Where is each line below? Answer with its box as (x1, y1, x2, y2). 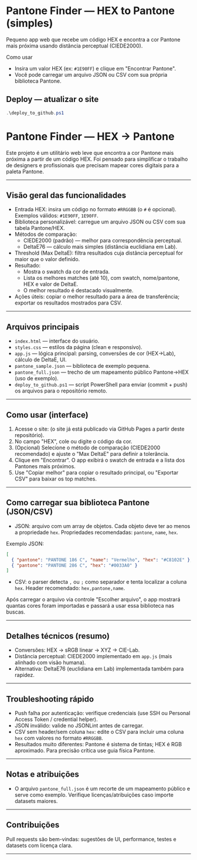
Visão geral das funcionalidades (6, 190, 127, 200)
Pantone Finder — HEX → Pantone (6, 130, 175, 143)
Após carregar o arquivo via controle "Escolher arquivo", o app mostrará (6, 596, 181, 603)
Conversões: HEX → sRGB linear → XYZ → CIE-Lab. (14, 646, 140, 654)
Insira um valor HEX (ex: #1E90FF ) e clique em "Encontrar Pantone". (14, 65, 176, 72)
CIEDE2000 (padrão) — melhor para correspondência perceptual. (23, 237, 182, 244)
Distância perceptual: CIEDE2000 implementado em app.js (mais (14, 653, 172, 660)
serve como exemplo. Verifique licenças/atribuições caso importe (14, 791, 174, 798)
